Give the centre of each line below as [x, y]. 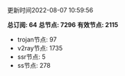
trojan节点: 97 [37, 39]
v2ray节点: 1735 [40, 48]
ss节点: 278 [34, 65]
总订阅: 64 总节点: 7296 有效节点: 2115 [63, 25]
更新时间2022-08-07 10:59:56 [50, 10]
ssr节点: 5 [32, 57]
